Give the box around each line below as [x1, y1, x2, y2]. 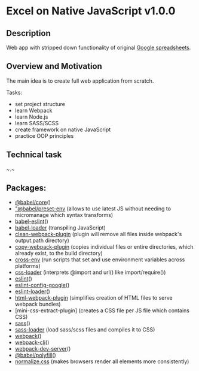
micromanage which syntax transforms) [14, 212, 114, 219]
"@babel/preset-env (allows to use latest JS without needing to [14, 205, 172, 212]
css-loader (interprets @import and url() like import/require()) [14, 269, 166, 276]
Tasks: [6, 89, 23, 96]
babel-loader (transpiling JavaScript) [14, 224, 106, 231]
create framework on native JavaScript [14, 126, 111, 133]
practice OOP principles [14, 132, 74, 139]
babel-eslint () [14, 218, 49, 225]
